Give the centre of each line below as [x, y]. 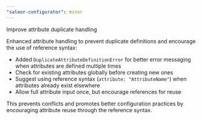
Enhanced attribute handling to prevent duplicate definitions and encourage [101, 41]
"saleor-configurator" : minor [45, 12]
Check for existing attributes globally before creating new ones [94, 72]
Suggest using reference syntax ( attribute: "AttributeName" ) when [101, 79]
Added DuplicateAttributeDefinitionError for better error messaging [103, 59]
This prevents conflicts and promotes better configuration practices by [95, 104]
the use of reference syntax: [42, 48]
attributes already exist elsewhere [57, 85]
